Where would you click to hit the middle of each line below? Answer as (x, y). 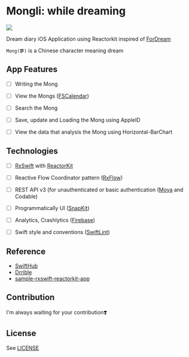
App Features (32, 69)
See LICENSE (23, 348)
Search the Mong (36, 108)
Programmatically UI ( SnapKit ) (52, 208)
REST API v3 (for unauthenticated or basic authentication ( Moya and (99, 190)
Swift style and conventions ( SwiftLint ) (63, 232)
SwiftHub (26, 266)
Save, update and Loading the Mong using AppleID (77, 120)
